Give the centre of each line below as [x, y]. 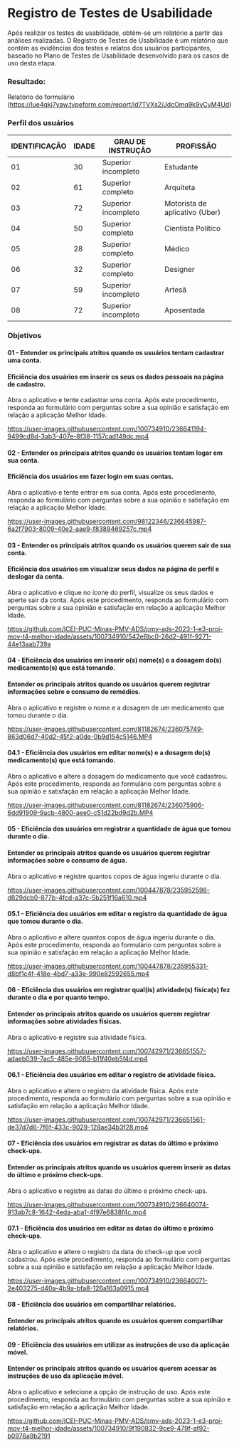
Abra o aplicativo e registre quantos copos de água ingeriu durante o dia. [115, 876]
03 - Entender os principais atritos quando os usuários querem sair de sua [119, 545]
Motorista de [186, 203]
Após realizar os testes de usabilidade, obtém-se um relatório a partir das [115, 33]
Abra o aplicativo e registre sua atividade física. [77, 1037]
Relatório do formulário [41, 97]
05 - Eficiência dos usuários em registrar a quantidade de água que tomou [119, 829]
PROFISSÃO [196, 146]
